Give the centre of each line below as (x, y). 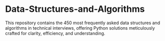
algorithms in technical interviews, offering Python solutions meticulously (80, 28)
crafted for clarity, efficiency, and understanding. (55, 33)
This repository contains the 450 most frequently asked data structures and (83, 23)
